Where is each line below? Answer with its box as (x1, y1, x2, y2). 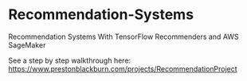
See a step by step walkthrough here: (8, 56, 131, 65)
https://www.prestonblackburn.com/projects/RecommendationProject (8, 64, 237, 73)
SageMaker (8, 40, 46, 49)
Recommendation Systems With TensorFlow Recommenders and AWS (8, 32, 239, 41)
